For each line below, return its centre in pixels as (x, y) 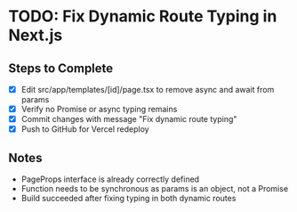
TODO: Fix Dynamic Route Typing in (143, 16)
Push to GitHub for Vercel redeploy (85, 129)
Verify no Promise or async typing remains (99, 110)
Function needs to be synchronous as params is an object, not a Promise (155, 189)
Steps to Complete (61, 68)
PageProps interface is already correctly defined (110, 179)
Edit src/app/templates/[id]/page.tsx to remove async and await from (148, 90)
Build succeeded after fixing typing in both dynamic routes (128, 199)
